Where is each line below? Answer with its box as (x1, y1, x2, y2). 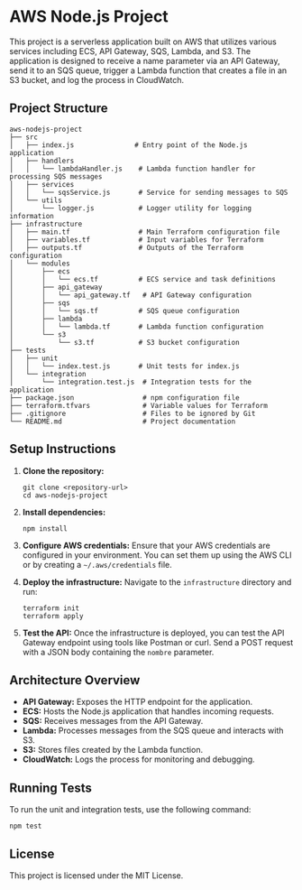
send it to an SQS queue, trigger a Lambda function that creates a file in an (9, 65, 288, 76)
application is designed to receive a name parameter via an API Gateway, (9, 55, 281, 66)
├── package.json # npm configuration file (9, 393, 241, 403)
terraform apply (22, 611, 84, 620)
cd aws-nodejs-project (22, 490, 108, 500)
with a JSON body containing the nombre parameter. (22, 646, 215, 657)
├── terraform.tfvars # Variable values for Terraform (9, 401, 269, 410)
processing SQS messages (9, 172, 103, 181)
